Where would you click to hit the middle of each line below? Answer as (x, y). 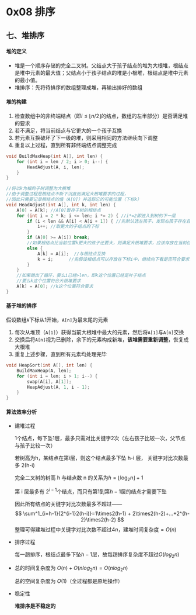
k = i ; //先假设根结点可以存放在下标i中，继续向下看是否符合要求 (113, 259)
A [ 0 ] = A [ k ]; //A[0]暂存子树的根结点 (59, 210)
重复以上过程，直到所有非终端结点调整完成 (66, 145)
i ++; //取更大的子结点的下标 (68, 227)
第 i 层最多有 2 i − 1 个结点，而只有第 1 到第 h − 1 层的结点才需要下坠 (91, 491)
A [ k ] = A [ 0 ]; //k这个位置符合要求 (55, 286)
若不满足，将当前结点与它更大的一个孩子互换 (68, 130)
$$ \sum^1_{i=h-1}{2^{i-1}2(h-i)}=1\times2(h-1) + (73, 513)
